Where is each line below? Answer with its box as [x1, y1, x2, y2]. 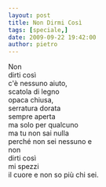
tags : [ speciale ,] [8, 26, 68, 34]
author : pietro [8, 41, 58, 49]
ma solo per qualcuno [8, 120, 79, 130]
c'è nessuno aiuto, [8, 79, 68, 88]
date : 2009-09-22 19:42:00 [8, 33, 97, 41]
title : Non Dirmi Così [8, 19, 82, 27]
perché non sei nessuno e [8, 137, 93, 146]
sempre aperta [8, 112, 57, 121]
